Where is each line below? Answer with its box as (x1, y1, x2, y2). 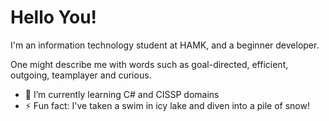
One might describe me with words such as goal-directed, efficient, (10, 58, 289, 70)
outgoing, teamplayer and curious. (10, 69, 152, 81)
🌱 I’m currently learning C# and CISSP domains (24, 88, 220, 100)
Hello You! (10, 6, 98, 29)
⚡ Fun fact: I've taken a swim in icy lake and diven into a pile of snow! (24, 99, 310, 111)
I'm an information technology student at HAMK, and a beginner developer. (10, 39, 320, 51)
